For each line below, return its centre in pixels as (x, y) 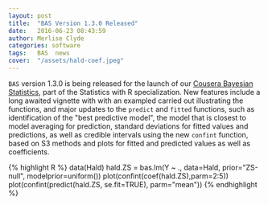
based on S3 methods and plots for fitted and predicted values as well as (130, 143)
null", (17, 176)
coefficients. (29, 152)
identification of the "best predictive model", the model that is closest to (128, 117)
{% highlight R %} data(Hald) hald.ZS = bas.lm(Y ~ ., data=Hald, (115, 167)
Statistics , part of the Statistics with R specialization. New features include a (134, 92)
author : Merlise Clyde (46, 38)
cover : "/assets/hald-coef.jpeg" (66, 61)
